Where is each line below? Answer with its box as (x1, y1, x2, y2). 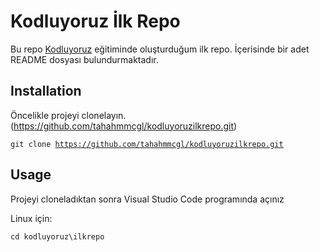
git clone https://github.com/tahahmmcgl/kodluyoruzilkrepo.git (10, 139, 284, 149)
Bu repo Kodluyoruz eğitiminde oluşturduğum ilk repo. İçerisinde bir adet (10, 43, 310, 55)
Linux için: (10, 212, 53, 224)
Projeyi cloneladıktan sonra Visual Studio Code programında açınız (10, 193, 285, 205)
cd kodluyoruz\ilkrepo (10, 231, 105, 242)
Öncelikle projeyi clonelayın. (10, 109, 127, 121)
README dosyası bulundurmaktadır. (10, 53, 159, 65)
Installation (10, 83, 82, 100)
